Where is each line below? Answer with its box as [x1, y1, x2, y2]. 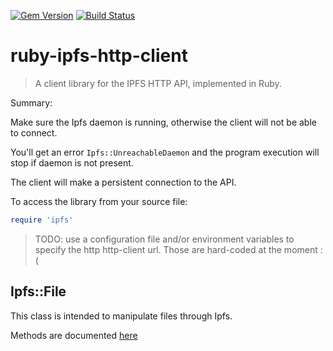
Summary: [10, 96, 53, 109]
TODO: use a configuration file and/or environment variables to [34, 233, 295, 245]
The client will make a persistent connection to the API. [10, 176, 237, 188]
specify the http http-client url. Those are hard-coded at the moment [34, 243, 318, 255]
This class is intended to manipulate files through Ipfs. [10, 310, 233, 322]
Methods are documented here [10, 329, 138, 341]
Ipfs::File [10, 283, 67, 300]
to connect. [10, 126, 58, 139]
